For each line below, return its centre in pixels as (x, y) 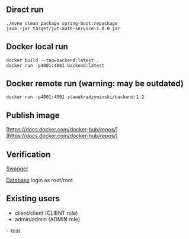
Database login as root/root (39, 180)
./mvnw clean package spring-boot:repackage (62, 23)
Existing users (33, 198)
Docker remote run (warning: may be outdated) (95, 84)
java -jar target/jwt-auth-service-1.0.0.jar (63, 28)
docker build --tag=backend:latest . (53, 60)
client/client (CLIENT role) (46, 213)
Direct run (25, 10)
